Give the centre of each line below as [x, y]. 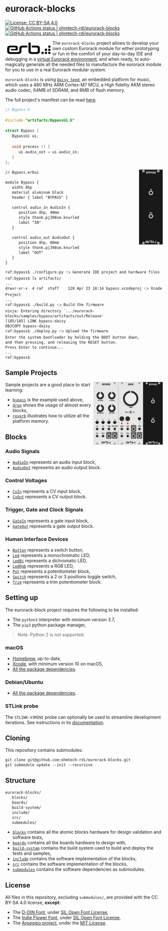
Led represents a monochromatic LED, [51, 555]
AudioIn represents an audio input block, [54, 462]
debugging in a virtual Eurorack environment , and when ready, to [72, 59]
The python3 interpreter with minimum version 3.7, [64, 619]
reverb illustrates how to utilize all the [51, 416]
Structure [20, 780]
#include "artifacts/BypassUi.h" [40, 120]
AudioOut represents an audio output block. [57, 468]
